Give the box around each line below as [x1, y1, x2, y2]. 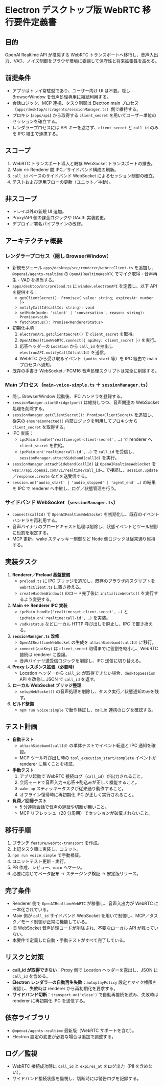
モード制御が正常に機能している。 [21, 918, 90, 924]
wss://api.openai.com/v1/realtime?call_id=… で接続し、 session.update [12, 467, 158, 473]
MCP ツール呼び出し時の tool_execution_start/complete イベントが [19, 755, 157, 761]
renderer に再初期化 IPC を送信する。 [12, 998, 88, 1003]
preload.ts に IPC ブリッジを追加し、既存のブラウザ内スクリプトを [19, 578, 155, 584]
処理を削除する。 [12, 406, 47, 412]
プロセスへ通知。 [19, 362, 54, 368]
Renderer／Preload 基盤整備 [12, 572, 70, 577]
